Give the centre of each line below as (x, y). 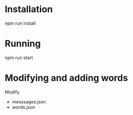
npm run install (20, 23)
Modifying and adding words (66, 78)
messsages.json (29, 101)
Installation (29, 9)
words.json (24, 107)
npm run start (19, 57)
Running (23, 44)
